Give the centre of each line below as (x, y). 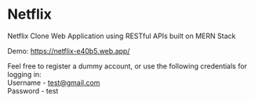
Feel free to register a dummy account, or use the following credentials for (127, 66)
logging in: (24, 74)
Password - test (33, 90)
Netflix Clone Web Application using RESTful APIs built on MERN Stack (122, 36)
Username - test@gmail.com (54, 83)
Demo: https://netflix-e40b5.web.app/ (69, 51)
